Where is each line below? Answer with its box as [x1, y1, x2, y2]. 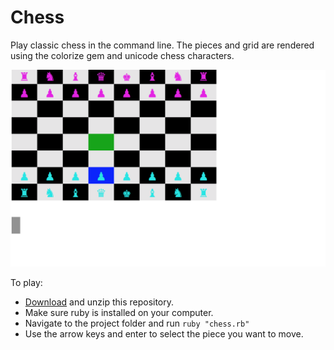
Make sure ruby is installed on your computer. [24, 306, 214, 318]
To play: [10, 276, 43, 288]
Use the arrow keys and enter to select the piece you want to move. [24, 327, 304, 340]
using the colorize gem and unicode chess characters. [10, 49, 235, 61]
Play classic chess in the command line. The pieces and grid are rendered [10, 39, 315, 51]
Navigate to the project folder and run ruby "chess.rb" [24, 317, 250, 329]
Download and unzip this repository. [24, 296, 175, 308]
